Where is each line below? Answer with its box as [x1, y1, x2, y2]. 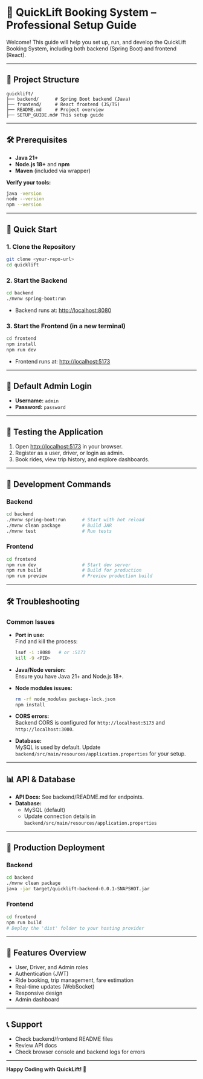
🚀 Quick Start [6, 224, 57, 234]
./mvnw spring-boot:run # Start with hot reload [6, 516, 145, 523]
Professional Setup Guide [6, 18, 137, 32]
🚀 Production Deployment [6, 842, 105, 853]
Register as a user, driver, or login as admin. [14, 449, 124, 457]
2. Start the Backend [6, 276, 68, 285]
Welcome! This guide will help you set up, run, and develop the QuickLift [6, 38, 186, 46]
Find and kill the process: [14, 637, 78, 645]
